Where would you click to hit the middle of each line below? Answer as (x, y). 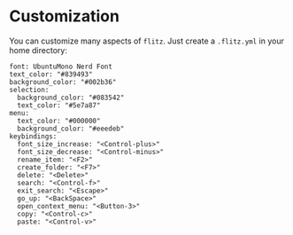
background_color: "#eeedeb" (71, 129)
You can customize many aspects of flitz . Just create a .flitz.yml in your (147, 41)
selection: (29, 90)
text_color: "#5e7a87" (59, 105)
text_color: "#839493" (51, 74)
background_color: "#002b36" (63, 82)
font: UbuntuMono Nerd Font (61, 67)
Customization (64, 16)
